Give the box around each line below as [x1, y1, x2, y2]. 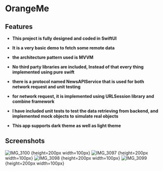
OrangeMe [5, 3, 49, 14]
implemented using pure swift [12, 69, 75, 75]
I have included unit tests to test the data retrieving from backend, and [12, 108, 159, 114]
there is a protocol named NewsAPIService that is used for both [12, 79, 144, 84]
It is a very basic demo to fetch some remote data [12, 45, 115, 50]
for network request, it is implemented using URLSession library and [12, 94, 154, 99]
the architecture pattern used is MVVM [12, 54, 94, 60]
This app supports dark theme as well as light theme [12, 123, 121, 128]
